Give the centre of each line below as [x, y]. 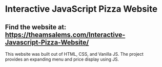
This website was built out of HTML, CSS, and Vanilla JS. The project [74, 54]
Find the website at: [36, 27]
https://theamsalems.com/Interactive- [65, 34]
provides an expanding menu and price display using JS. [62, 59]
